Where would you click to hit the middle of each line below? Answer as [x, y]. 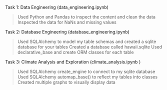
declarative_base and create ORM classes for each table [75, 52]
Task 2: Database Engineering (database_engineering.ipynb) [67, 32]
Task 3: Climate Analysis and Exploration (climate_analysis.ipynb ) [73, 62]
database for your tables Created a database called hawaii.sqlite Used [90, 47]
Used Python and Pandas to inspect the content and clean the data [86, 17]
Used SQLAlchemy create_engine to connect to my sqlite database [86, 71]
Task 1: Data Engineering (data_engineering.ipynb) [57, 7]
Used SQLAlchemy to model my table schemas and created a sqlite [87, 41]
